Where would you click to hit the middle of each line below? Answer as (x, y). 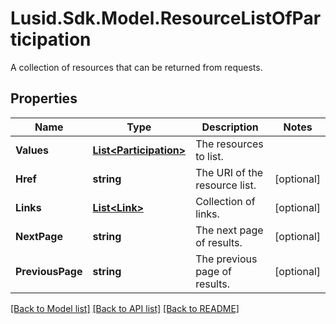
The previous (226, 259)
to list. (209, 156)
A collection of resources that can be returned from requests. (136, 67)
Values (32, 150)
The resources (229, 144)
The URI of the (229, 172)
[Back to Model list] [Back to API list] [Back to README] (125, 308)
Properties (44, 98)
